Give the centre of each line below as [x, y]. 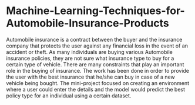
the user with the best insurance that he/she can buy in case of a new [90, 77]
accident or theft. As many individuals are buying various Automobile [90, 52]
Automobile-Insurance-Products [88, 23]
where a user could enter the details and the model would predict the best [96, 89]
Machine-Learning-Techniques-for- [95, 11]
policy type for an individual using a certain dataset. [69, 96]
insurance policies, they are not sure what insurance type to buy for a [90, 58]
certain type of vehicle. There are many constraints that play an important [95, 64]
